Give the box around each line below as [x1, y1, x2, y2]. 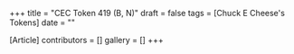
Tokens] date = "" [9, 17, 75, 28]
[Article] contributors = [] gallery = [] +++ [9, 35, 165, 45]
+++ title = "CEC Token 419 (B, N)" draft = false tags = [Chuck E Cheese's [9, 8, 285, 18]
